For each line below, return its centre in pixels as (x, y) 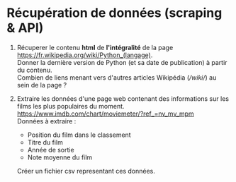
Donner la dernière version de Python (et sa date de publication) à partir (122, 62)
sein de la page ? (42, 85)
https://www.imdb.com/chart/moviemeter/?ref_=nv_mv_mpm (105, 114)
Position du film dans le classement (79, 135)
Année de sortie (51, 150)
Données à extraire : (46, 121)
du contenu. (34, 70)
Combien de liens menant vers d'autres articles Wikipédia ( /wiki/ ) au (117, 77)
